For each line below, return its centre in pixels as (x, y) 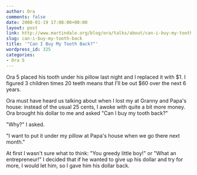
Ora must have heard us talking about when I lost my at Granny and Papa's (96, 100)
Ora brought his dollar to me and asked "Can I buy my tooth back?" (87, 113)
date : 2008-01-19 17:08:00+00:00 (47, 22)
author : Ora (21, 11)
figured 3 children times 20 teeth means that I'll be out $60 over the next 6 (96, 83)
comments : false (26, 17)
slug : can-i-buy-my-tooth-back (44, 38)
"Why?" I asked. (26, 124)
